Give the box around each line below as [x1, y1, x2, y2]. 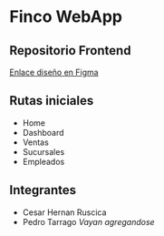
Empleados [22, 156, 65, 167]
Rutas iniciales [9, 93, 94, 108]
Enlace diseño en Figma [9, 67, 99, 77]
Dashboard [22, 127, 65, 138]
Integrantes [9, 182, 77, 198]
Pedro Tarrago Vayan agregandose [22, 216, 156, 227]
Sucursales [22, 146, 65, 157]
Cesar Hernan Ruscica [22, 207, 107, 218]
